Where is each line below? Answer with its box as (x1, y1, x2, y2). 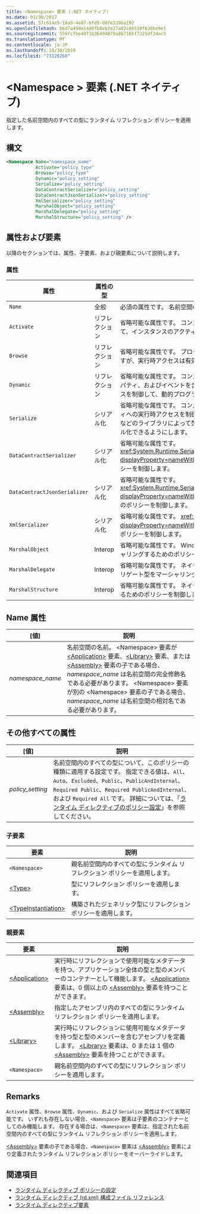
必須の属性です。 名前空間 (120, 303, 193, 312)
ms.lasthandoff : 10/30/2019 (6, 48, 76, 54)
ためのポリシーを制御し (126, 590, 192, 599)
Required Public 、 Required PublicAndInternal (53, 785, 185, 793)
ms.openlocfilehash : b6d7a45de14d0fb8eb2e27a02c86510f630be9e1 (6, 25, 167, 32)
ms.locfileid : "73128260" (6, 53, 70, 59)
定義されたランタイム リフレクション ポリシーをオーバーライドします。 (11, 1150, 186, 1157)
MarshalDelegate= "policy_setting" (35, 209, 121, 215)
